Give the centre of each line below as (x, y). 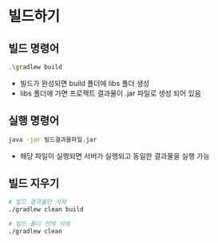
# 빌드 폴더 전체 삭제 (39, 224)
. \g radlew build (35, 67)
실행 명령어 (34, 121)
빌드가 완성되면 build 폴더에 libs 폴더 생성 (85, 83)
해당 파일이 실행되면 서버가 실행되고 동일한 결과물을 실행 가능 (115, 155)
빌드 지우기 (34, 183)
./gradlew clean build (46, 210)
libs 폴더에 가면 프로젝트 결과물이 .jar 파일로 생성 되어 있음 (110, 93)
